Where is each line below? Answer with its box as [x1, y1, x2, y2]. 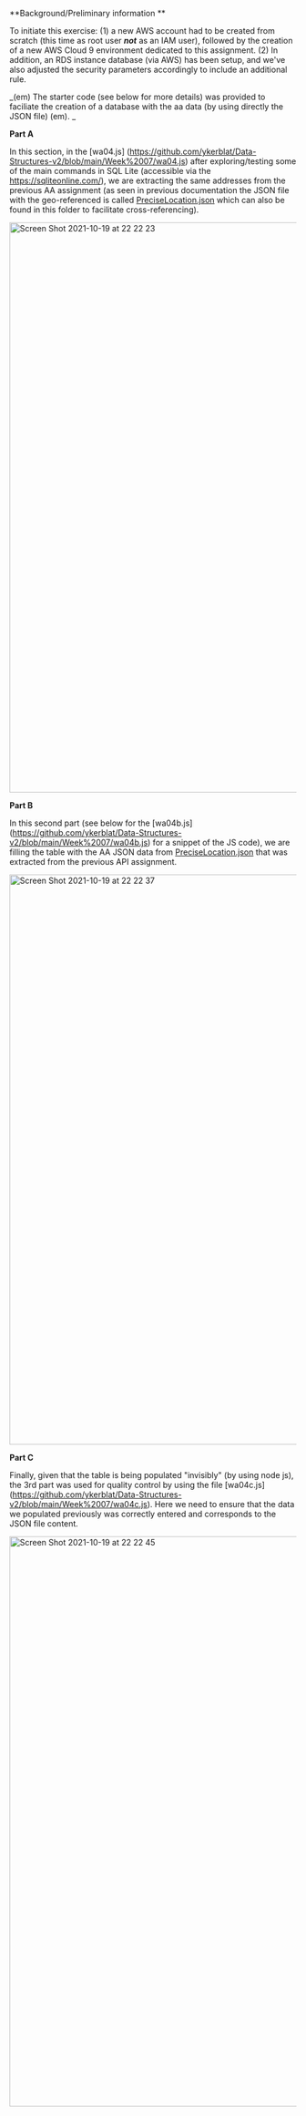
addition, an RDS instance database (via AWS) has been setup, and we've [9, 55, 286, 65]
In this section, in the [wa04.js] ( [9, 146, 130, 157]
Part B [9, 800, 34, 810]
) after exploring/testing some [185, 156, 297, 167]
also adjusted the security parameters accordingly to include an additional [9, 64, 288, 75]
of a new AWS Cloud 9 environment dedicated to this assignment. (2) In [9, 45, 279, 56]
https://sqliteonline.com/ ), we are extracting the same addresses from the [9, 175, 287, 186]
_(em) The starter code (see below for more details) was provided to [9, 91, 266, 102]
